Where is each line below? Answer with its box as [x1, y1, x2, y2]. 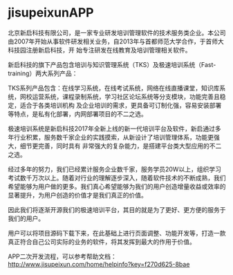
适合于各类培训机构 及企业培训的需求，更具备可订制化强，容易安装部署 [19, 101, 222, 109]
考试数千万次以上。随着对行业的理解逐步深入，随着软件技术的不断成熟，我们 [8, 173, 226, 182]
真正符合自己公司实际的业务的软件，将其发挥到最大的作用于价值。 [8, 237, 196, 246]
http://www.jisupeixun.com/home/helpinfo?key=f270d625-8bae [8, 260, 190, 268]
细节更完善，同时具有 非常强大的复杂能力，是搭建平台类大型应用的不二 [19, 142, 222, 150]
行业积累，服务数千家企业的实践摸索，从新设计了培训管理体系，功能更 [13, 133, 214, 141]
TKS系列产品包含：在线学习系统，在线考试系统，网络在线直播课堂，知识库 [8, 84, 220, 92]
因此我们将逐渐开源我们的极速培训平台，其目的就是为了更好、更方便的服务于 [8, 205, 226, 214]
